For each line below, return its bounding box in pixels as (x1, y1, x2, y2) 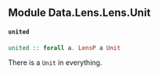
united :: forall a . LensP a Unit (8, 44, 121, 52)
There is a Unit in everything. (8, 58, 103, 67)
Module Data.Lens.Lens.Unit (8, 6, 151, 20)
